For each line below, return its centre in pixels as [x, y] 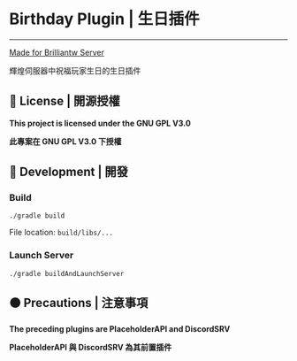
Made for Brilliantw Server [57, 52]
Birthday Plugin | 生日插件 [105, 19]
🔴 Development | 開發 [69, 172]
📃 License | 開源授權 [65, 101]
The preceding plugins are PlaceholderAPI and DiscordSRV [120, 328]
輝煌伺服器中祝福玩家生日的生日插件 [75, 70]
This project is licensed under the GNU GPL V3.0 [100, 123]
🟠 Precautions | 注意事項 [79, 303]
